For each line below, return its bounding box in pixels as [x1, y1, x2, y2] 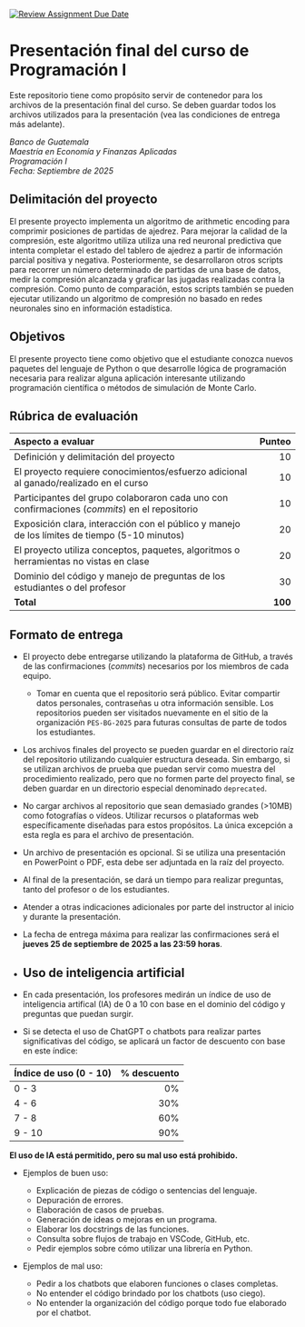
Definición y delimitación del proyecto [14, 451, 175, 464]
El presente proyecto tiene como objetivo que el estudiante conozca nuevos [9, 353, 293, 364]
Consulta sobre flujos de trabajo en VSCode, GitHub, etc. [35, 1233, 250, 1244]
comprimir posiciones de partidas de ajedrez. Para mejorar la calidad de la [9, 225, 288, 236]
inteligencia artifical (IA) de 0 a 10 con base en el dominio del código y [22, 999, 286, 1009]
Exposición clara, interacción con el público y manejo [14, 518, 241, 531]
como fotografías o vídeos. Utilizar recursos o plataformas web [22, 810, 259, 822]
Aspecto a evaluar [14, 435, 95, 448]
